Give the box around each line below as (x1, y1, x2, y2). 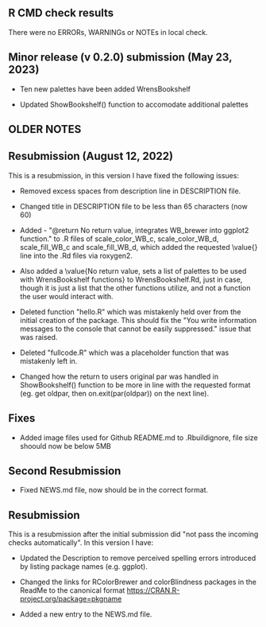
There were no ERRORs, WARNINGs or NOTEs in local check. (8, 27, 208, 37)
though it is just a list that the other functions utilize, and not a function (19, 282, 252, 293)
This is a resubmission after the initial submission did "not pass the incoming (8, 529, 259, 539)
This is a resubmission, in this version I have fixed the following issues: (8, 170, 240, 180)
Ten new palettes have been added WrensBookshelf (19, 84, 191, 94)
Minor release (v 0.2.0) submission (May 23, (8, 51, 233, 64)
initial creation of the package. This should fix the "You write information (19, 315, 256, 325)
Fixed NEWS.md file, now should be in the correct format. (19, 485, 209, 495)
